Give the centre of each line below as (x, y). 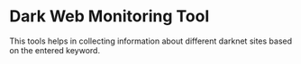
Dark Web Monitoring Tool (109, 16)
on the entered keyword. (55, 50)
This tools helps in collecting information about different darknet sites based (151, 41)
